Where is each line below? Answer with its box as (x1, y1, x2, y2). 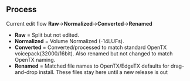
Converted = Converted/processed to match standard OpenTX (14, 44, 167, 51)
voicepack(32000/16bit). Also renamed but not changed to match (14, 50, 173, 57)
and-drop (14, 68, 38, 75)
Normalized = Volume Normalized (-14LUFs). (14, 37, 124, 44)
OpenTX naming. (14, 56, 56, 63)
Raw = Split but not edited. (14, 31, 79, 38)
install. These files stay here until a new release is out (39, 68, 168, 75)
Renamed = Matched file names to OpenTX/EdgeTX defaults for (14, 62, 169, 69)
